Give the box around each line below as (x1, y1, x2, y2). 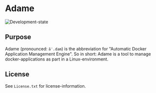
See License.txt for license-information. (5, 83, 86, 89)
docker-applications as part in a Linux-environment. (5, 56, 109, 62)
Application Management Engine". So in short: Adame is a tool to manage (5, 51, 151, 57)
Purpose (5, 33, 31, 41)
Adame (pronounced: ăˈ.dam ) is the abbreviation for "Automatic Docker (5, 46, 147, 51)
